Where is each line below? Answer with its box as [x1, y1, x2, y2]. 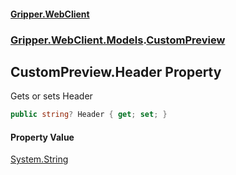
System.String [10, 153, 69, 165]
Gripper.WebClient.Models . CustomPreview [10, 33, 226, 47]
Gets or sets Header [10, 90, 93, 102]
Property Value [10, 131, 75, 143]
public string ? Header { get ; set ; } [10, 110, 168, 120]
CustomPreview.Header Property [10, 63, 222, 80]
